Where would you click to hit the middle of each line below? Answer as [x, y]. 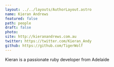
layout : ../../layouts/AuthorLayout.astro [48, 9]
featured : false [21, 18]
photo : [12, 32]
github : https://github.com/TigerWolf [44, 46]
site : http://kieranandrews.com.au [41, 37]
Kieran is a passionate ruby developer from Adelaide [57, 59]
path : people [18, 23]
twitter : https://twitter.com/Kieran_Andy [48, 41]
